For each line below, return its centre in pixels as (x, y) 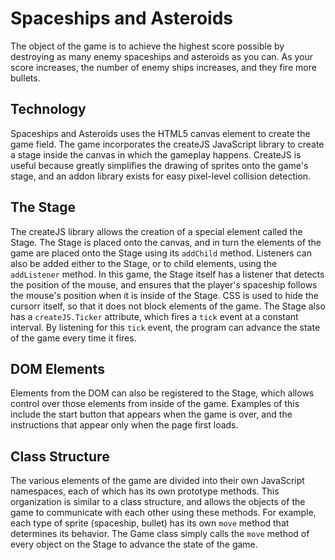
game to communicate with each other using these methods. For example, (163, 513)
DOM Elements (57, 368)
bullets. (25, 78)
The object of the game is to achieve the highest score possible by (147, 46)
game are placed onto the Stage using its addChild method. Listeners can (161, 253)
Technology (48, 109)
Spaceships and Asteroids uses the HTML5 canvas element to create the (160, 133)
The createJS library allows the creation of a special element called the (156, 231)
